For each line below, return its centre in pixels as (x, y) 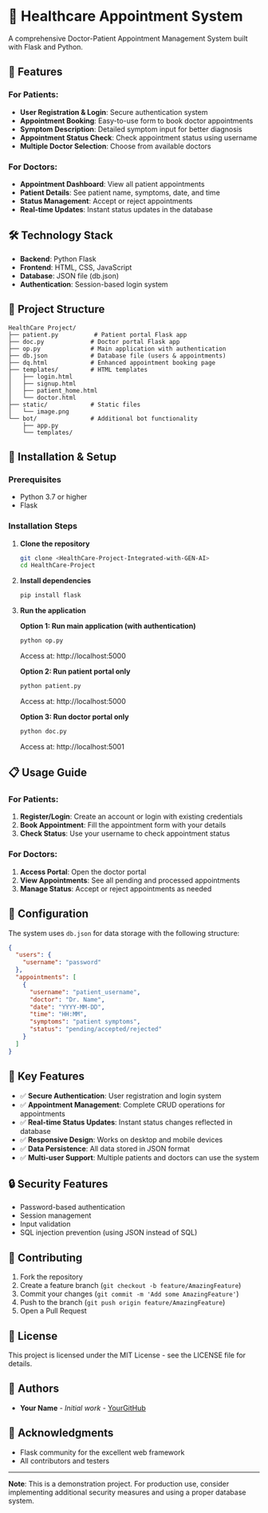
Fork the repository (51, 1277)
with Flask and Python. (46, 46)
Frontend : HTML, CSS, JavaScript (76, 267)
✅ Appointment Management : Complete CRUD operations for (122, 1104)
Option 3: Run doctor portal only (74, 717)
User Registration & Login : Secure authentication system (114, 112)
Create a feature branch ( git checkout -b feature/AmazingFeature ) (130, 1286)
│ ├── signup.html (43, 383)
